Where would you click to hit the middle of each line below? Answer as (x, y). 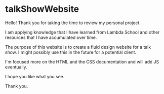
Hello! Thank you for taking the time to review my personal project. (73, 23)
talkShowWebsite (42, 9)
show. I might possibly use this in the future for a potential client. (71, 52)
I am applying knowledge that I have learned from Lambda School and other (82, 32)
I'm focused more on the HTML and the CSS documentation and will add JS (82, 62)
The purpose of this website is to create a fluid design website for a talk (78, 47)
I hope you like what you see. (35, 76)
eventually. (16, 67)
